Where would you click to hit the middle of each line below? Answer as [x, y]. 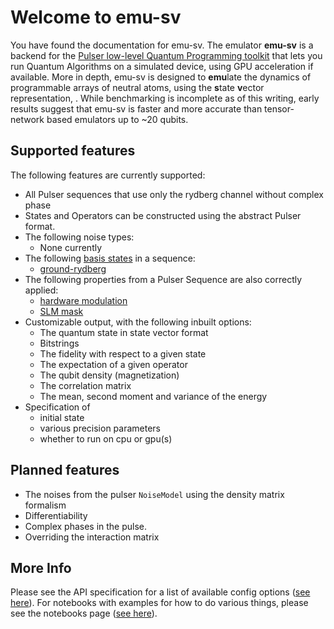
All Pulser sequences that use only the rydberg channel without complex [174, 194]
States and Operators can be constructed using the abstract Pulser [163, 215]
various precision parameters [100, 428]
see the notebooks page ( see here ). [84, 613]
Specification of [57, 407]
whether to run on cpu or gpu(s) [106, 438]
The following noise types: [79, 237]
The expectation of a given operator [113, 364]
